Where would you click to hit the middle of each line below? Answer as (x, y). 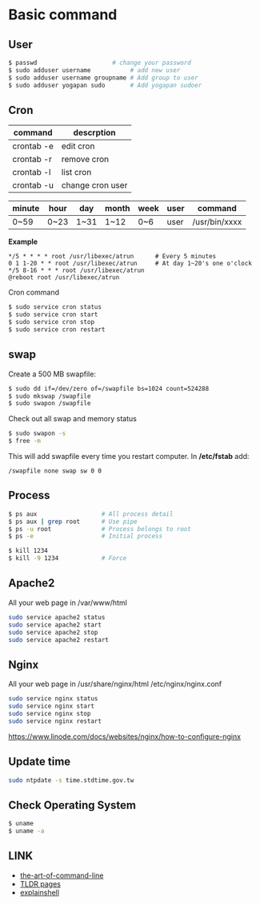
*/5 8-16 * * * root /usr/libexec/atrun (77, 270)
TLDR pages (40, 883)
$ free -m (25, 441)
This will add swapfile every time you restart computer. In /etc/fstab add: (129, 456)
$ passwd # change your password (100, 63)
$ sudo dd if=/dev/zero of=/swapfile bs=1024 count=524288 (109, 388)
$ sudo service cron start (53, 315)
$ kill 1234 (28, 551)
